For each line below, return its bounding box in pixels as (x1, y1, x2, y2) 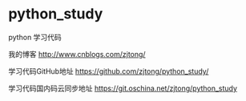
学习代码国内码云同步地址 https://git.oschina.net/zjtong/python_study (8, 83, 238, 93)
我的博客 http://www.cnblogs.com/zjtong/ (8, 49, 146, 59)
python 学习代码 (8, 32, 62, 42)
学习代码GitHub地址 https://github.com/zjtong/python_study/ (8, 66, 209, 76)
